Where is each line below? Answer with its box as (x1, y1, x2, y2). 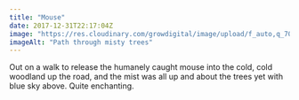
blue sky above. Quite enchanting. (9, 81, 135, 91)
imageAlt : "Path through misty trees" (9, 37, 153, 47)
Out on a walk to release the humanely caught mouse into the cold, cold (9, 62, 273, 73)
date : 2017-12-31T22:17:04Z (9, 21, 114, 30)
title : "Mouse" (9, 12, 66, 22)
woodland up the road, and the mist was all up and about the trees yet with (9, 72, 283, 82)
